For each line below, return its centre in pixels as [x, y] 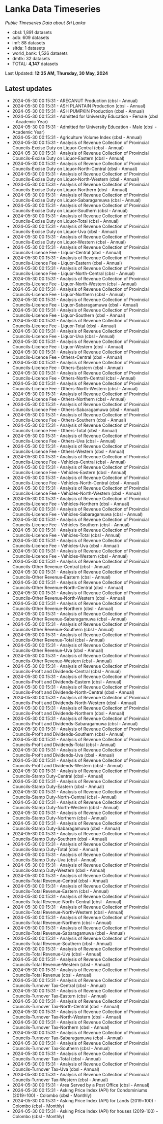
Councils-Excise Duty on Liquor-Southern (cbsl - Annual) [70, 210]
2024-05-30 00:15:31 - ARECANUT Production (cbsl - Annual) [75, 101]
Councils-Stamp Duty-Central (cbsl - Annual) [58, 776]
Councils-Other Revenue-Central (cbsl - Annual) [61, 566]
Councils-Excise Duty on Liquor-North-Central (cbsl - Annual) [75, 169]
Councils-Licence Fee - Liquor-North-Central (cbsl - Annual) [73, 273]
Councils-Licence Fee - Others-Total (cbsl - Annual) [65, 430]
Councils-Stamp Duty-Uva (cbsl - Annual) [54, 860]
